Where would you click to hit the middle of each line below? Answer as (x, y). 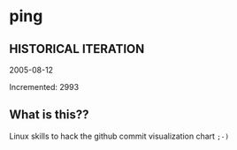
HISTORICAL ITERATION (77, 49)
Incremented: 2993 (44, 87)
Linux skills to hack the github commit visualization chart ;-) (119, 136)
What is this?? (49, 115)
